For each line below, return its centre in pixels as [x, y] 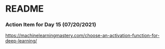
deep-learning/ [21, 41]
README [25, 9]
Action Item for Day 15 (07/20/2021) [51, 25]
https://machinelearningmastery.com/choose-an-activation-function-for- [82, 35]
